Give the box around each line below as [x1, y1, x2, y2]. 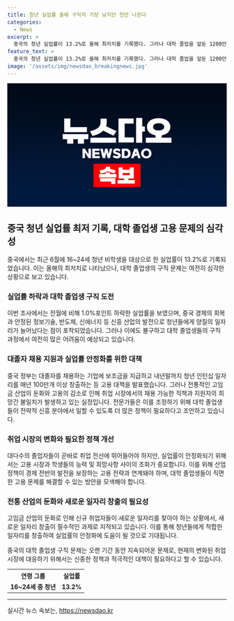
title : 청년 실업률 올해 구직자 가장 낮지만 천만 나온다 [7, 11, 147, 18]
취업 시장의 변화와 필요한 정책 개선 [7, 434, 115, 444]
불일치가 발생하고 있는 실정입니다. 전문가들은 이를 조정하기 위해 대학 [19, 398, 204, 406]
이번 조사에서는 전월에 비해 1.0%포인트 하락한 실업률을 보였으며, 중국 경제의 [7, 309, 212, 317]
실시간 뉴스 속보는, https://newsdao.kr [7, 606, 114, 614]
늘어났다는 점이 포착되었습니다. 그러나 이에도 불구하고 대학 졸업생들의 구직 [19, 327, 221, 335]
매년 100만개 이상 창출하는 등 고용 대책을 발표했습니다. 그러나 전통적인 [19, 380, 211, 389]
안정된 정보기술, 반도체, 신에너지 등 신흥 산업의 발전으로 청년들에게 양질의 [14, 317, 214, 326]
